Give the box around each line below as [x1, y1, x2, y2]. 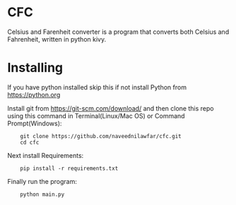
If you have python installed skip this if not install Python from [7, 82, 187, 92]
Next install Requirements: [7, 151, 84, 159]
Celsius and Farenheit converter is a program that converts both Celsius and [7, 27, 230, 36]
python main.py [20, 191, 65, 198]
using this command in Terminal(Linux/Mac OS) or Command [7, 111, 185, 120]
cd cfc [20, 139, 40, 146]
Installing [7, 60, 64, 76]
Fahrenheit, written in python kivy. [7, 35, 107, 43]
